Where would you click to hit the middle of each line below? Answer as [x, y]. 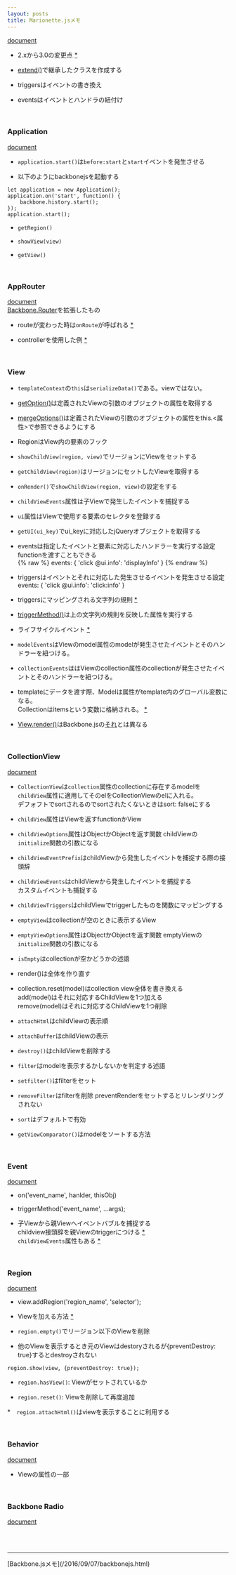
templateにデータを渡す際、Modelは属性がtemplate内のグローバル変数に [123, 692]
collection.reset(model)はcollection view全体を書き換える [100, 988]
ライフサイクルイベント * [54, 630]
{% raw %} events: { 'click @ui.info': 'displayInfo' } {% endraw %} [113, 563]
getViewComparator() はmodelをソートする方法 [84, 1134]
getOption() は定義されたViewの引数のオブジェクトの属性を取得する [115, 403]
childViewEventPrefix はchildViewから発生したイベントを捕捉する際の [118, 857]
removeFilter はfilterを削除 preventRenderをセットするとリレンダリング [121, 1095]
